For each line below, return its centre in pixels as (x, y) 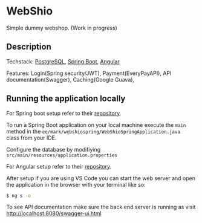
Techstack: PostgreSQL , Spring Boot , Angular (63, 61)
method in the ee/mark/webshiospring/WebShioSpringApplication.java (93, 131)
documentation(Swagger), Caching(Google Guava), (70, 79)
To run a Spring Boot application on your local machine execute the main (96, 124)
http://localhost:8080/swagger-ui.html (54, 213)
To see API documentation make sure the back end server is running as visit (101, 207)
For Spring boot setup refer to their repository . (64, 113)
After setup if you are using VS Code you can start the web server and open (101, 178)
